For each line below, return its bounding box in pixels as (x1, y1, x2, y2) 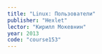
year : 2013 (7, 29, 39, 37)
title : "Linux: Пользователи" (7, 10, 96, 18)
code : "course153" (7, 36, 61, 43)
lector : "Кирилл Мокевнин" (7, 23, 87, 30)
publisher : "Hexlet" (7, 17, 68, 24)
